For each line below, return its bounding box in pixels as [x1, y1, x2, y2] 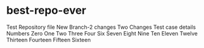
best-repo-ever [6, 4, 87, 17]
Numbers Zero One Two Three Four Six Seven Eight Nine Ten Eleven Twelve [6, 29, 198, 37]
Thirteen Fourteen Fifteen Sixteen [6, 36, 91, 43]
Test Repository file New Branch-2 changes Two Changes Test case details [6, 23, 196, 31]
